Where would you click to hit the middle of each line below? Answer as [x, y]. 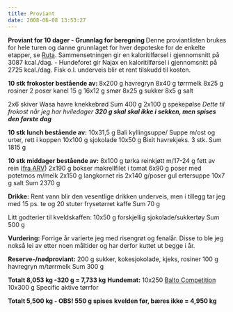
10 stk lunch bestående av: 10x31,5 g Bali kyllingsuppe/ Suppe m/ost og [112, 132]
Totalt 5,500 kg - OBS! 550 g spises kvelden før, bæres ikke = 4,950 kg [112, 301]
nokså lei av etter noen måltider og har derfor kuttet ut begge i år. [102, 245]
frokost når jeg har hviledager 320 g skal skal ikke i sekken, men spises [112, 111]
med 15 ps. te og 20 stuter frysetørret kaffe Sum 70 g [84, 203]
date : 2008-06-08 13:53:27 [47, 20]
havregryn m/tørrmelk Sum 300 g [56, 266]
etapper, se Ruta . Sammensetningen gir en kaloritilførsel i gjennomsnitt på [114, 55]
